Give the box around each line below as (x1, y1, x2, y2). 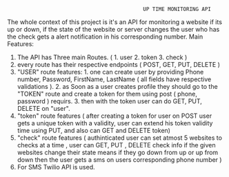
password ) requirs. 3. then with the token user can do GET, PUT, (17, 97, 202, 105)
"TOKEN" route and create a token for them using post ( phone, (17, 90, 198, 98)
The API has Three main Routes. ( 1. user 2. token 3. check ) (17, 53, 188, 61)
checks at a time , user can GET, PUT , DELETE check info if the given (17, 141, 216, 149)
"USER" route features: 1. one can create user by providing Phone (17, 68, 204, 76)
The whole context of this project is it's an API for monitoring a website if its (7, 18, 223, 26)
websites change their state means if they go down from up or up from (17, 148, 219, 156)
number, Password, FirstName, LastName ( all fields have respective (17, 75, 212, 83)
